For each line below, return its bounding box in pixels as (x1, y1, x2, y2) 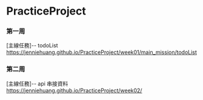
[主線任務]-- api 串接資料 (6, 80, 68, 87)
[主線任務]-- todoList (6, 42, 59, 49)
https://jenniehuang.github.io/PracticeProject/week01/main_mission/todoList (6, 48, 197, 56)
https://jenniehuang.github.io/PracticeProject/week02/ (6, 87, 142, 94)
